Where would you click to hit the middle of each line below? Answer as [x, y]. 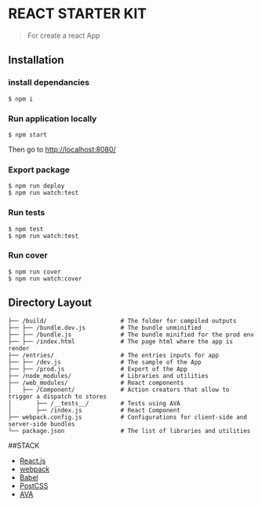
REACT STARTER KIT [78, 14]
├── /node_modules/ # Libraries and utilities [109, 376]
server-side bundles [42, 424]
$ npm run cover [35, 272]
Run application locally [53, 119]
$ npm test [26, 229]
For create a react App [64, 35]
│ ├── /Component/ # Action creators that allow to [119, 390]
